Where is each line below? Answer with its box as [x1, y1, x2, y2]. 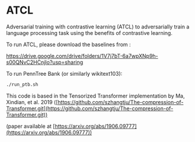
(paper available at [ [6, 122, 55, 130]
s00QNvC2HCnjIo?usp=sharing [6, 59, 84, 66]
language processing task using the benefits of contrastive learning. [6, 29, 173, 36]
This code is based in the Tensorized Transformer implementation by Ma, [6, 92, 185, 99]
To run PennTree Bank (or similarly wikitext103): [6, 70, 123, 77]
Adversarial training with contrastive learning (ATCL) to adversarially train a [6, 23, 190, 30]
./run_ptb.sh [6, 81, 39, 88]
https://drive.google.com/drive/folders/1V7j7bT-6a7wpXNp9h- [6, 52, 158, 59]
